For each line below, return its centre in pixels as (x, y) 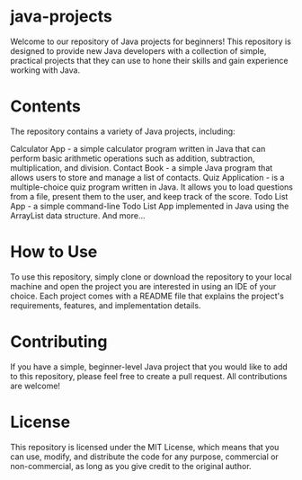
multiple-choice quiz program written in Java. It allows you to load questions (151, 187)
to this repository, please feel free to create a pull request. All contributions (149, 376)
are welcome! (36, 386)
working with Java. (45, 70)
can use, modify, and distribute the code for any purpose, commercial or (145, 457)
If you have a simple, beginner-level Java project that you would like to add (149, 367)
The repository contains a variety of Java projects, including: (123, 131)
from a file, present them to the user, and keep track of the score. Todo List (149, 196)
